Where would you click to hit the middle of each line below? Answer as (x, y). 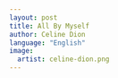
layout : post (34, 17)
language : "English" (48, 43)
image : (21, 51)
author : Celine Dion (48, 34)
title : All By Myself (50, 26)
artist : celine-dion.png (63, 59)
